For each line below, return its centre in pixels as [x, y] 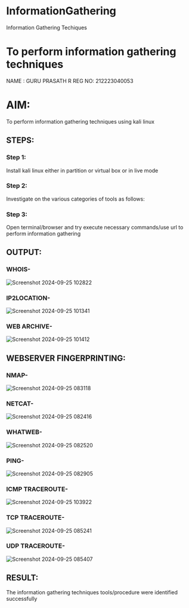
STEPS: [20, 141]
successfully [22, 598]
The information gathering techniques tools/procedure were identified [92, 592]
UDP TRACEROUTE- [36, 546]
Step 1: [16, 158]
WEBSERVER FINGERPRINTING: [66, 358]
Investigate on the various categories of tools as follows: [75, 199]
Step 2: [17, 186]
